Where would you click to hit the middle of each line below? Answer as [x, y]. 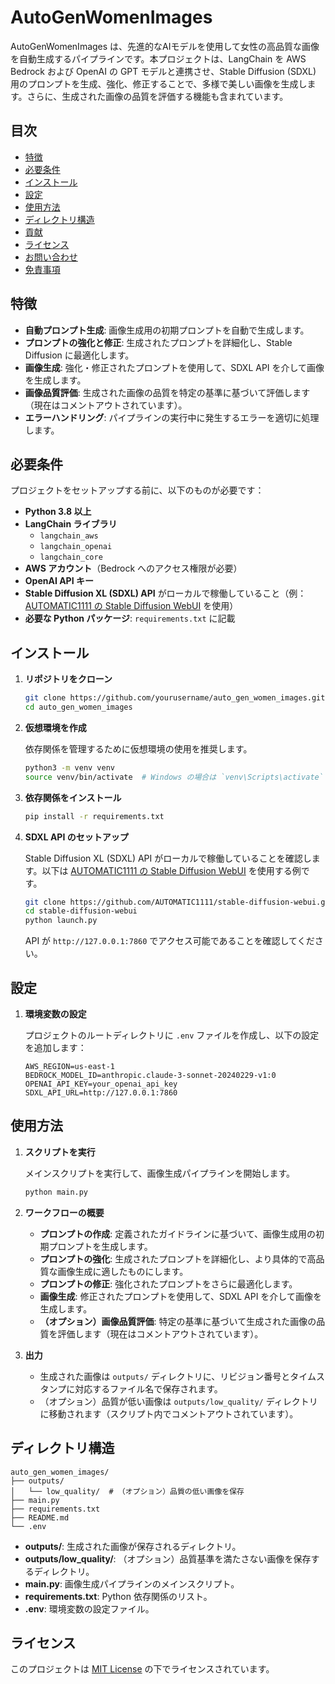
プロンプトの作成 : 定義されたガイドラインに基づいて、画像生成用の [178, 1233]
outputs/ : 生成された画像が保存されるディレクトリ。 [133, 1546]
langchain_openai [76, 547]
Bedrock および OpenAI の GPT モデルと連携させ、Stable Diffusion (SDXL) [163, 71]
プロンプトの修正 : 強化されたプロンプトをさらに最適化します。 [168, 1283]
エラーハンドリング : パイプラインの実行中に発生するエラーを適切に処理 [172, 417]
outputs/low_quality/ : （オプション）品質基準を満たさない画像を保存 [168, 1558]
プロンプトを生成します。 [100, 1246]
